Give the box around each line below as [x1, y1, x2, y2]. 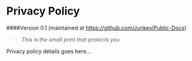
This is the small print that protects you [21, 36, 120, 43]
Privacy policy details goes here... [6, 47, 91, 55]
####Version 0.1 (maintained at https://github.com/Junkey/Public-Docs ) [6, 24, 187, 31]
